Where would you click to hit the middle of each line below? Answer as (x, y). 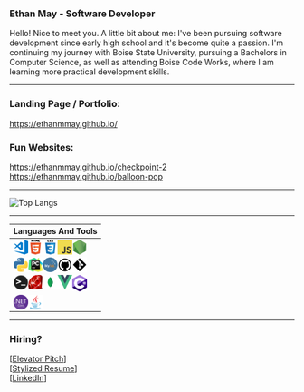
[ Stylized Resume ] (43, 368)
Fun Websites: (42, 147)
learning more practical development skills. (90, 72)
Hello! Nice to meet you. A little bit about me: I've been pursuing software (146, 34)
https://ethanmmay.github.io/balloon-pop (86, 176)
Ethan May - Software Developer (82, 14)
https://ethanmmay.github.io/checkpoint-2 (88, 167)
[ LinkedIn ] (28, 378)
